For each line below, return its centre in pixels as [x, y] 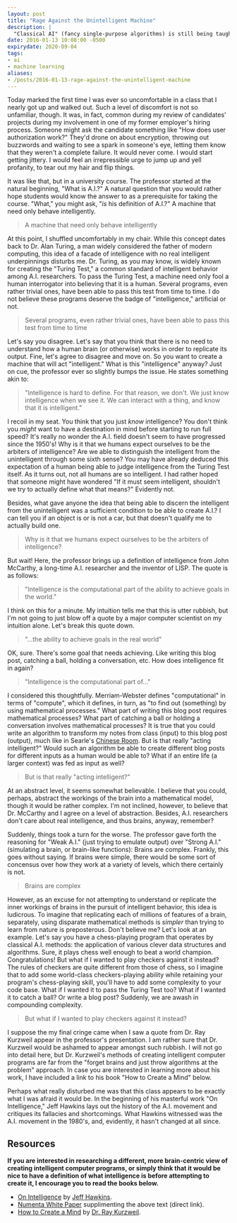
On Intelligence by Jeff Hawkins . [65, 1197]
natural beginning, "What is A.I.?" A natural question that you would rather [115, 189]
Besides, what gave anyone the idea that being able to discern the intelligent [118, 503]
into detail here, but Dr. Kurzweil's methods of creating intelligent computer [116, 1055]
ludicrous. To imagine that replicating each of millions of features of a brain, [117, 915]
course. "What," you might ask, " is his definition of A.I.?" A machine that [112, 204]
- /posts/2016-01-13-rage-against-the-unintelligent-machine [99, 80]
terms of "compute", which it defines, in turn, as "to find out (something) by [117, 703]
